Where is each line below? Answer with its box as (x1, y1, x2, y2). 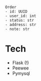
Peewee (12, 65, 29, 71)
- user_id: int (5, 13, 37, 18)
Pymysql (12, 70, 30, 76)
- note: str (5, 26, 30, 31)
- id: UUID (5, 9, 28, 14)
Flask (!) (12, 59, 29, 65)
